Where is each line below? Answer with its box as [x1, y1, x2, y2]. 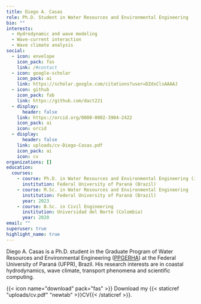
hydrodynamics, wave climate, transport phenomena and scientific [6, 267, 170, 274]
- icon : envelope [11, 53, 55, 59]
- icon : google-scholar [11, 70, 71, 76]
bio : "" [6, 20, 26, 26]
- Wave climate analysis [11, 42, 74, 48]
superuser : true [6, 226, 47, 232]
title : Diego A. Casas [6, 8, 63, 15]
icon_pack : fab [17, 92, 55, 98]
